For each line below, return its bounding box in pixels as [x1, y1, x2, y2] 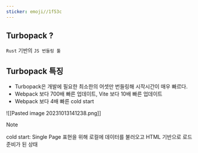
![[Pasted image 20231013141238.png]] [6, 110, 102, 117]
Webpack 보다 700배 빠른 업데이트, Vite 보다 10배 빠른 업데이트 [14, 90, 163, 98]
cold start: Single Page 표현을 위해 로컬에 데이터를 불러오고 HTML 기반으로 [6, 133, 181, 141]
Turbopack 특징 [6, 66, 64, 76]
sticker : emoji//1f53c [6, 8, 62, 15]
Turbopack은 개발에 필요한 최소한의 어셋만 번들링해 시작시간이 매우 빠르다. [14, 83, 188, 90]
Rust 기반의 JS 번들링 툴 [6, 47, 61, 54]
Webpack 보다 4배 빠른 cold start [14, 98, 95, 105]
